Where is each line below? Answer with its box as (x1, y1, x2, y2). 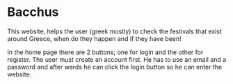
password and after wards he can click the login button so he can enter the (7, 62, 223, 71)
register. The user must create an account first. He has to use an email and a (7, 55, 227, 63)
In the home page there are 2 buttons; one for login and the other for (7, 48, 204, 56)
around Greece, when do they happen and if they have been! (7, 34, 182, 42)
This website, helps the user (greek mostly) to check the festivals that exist (7, 27, 223, 35)
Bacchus (7, 4, 59, 20)
